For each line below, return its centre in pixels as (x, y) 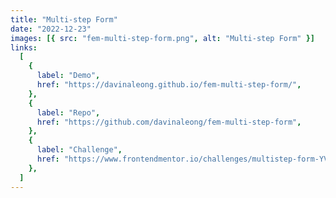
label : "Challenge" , (79, 150)
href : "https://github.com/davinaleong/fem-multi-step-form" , (169, 122)
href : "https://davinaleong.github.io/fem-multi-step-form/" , (169, 85)
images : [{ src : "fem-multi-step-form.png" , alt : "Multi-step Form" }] (162, 38)
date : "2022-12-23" (51, 29)
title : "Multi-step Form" (64, 19)
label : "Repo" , (68, 112)
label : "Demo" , (68, 76)
